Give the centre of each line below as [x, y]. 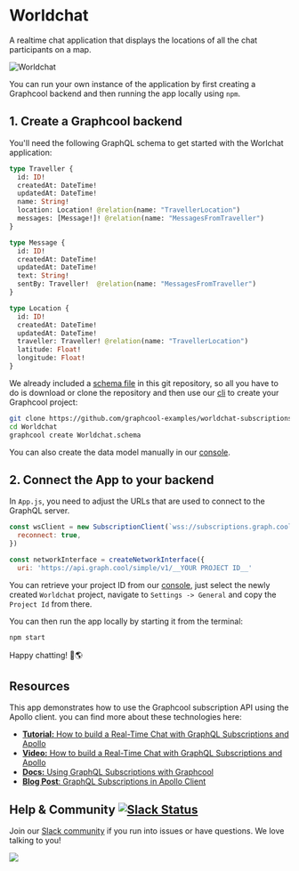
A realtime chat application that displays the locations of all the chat [133, 40]
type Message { [37, 242]
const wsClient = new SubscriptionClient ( [89, 527]
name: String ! [43, 202]
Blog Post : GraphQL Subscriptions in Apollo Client [114, 782]
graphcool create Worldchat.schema [75, 435]
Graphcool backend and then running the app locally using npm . [125, 93]
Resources [40, 686]
